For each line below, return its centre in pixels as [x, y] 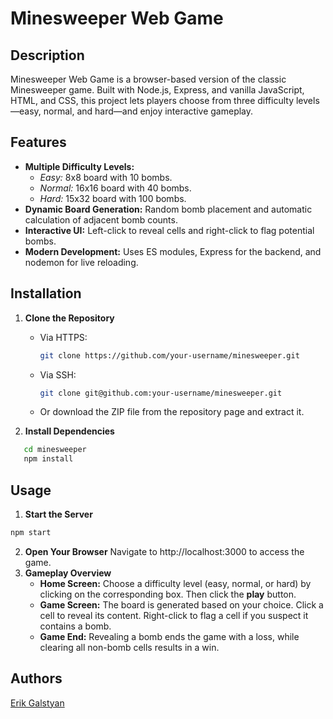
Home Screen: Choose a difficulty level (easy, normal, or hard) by [175, 583]
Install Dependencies [69, 431]
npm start [31, 532]
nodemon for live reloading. [81, 262]
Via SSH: [58, 374]
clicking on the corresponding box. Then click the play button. [168, 594]
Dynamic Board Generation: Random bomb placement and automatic [168, 209]
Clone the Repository [69, 318]
